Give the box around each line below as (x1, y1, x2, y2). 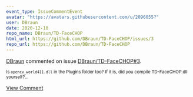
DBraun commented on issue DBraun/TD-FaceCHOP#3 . (6, 57, 142, 65)
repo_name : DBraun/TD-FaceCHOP (6, 31, 83, 36)
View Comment (6, 84, 44, 91)
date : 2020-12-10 (6, 25, 49, 31)
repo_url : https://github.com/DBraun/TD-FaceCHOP (6, 42, 131, 48)
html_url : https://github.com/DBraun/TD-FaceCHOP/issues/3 (6, 36, 154, 42)
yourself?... (6, 74, 29, 80)
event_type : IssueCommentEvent (6, 8, 83, 15)
